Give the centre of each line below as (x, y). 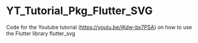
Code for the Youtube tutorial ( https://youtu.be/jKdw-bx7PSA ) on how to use (99, 27)
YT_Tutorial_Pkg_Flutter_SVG (79, 11)
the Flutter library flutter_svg (41, 33)
